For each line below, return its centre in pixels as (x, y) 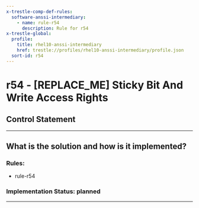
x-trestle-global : (29, 34)
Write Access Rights (57, 97)
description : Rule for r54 (55, 28)
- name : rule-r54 (38, 23)
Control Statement (41, 119)
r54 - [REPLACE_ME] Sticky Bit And (95, 85)
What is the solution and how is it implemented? (96, 147)
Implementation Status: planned (53, 191)
